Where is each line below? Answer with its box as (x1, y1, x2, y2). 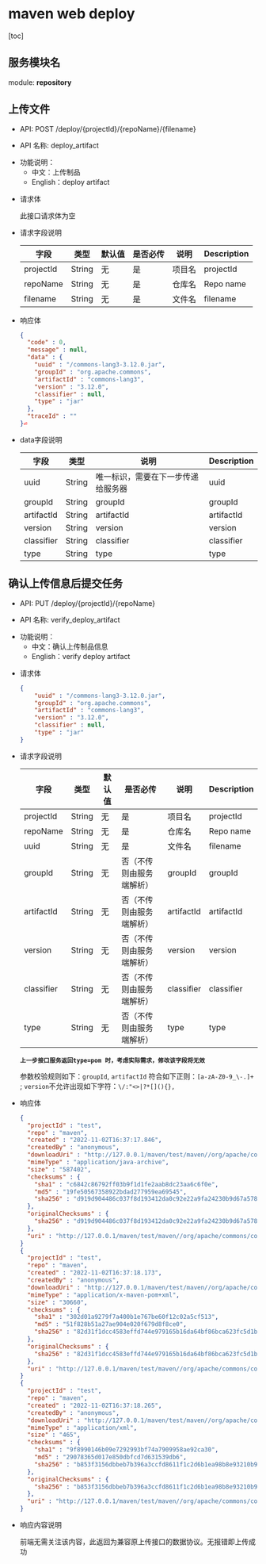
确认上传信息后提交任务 (8, 577, 123, 591)
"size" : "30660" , (27, 1298, 88, 1306)
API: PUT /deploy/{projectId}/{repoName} (19, 598, 156, 608)
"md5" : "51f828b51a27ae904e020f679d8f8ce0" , (34, 1321, 188, 1328)
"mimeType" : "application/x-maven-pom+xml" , (27, 1290, 180, 1299)
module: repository (8, 77, 72, 87)
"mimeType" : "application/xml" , (27, 1424, 138, 1432)
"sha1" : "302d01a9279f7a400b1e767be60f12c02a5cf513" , (34, 1313, 219, 1321)
